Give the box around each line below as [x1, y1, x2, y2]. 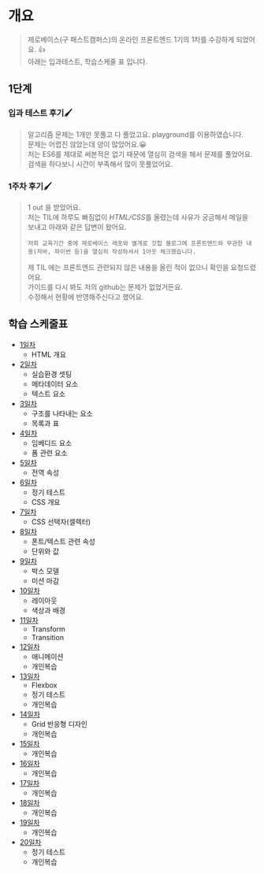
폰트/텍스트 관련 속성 [31, 536, 96, 546]
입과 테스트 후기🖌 [8, 108, 73, 119]
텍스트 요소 [31, 389, 65, 398]
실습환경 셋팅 [31, 369, 73, 379]
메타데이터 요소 [31, 379, 79, 388]
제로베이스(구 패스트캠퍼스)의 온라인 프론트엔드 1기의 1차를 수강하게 [27, 35, 235, 44]
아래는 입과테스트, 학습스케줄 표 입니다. [27, 57, 148, 66]
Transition [31, 632, 65, 642]
